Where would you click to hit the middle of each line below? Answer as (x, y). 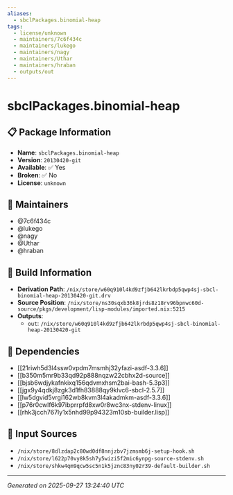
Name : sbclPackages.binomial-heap (68, 153)
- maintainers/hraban (45, 65)
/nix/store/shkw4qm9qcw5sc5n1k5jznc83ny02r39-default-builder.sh (113, 466)
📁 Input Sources (42, 434)
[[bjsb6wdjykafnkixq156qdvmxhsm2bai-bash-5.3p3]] (93, 383)
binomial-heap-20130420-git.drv (64, 296)
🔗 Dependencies (43, 351)
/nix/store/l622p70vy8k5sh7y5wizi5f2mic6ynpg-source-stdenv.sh (111, 458)
